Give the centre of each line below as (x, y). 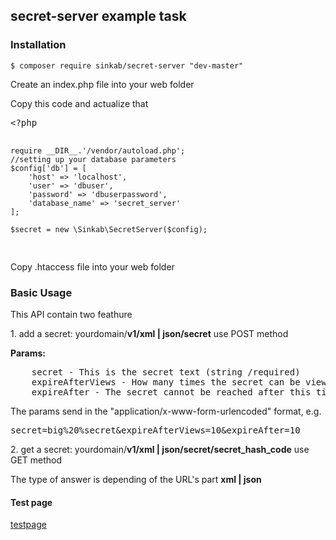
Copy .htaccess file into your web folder (92, 266)
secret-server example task (98, 16)
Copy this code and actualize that (79, 103)
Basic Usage (41, 292)
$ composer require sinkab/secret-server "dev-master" (127, 65)
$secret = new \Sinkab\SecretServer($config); (109, 229)
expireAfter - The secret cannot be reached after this (171, 392)
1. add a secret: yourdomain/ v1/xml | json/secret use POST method (149, 333)
